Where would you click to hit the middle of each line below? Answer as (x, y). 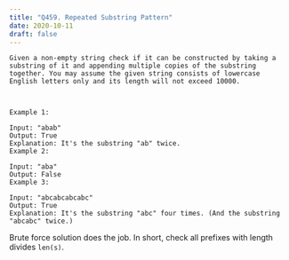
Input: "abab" (36, 128)
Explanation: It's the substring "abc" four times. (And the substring (144, 214)
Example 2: (29, 152)
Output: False (36, 175)
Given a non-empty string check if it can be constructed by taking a (143, 59)
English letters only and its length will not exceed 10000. (125, 82)
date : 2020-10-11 (41, 26)
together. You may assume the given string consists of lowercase (135, 74)
